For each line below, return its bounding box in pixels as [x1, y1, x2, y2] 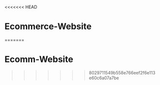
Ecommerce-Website [4, 21, 92, 32]
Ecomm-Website [4, 54, 74, 65]
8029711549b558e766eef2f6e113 [89, 70, 156, 75]
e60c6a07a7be [89, 75, 119, 81]
